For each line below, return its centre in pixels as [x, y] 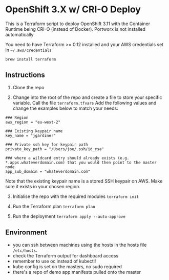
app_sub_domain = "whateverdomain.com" [48, 171]
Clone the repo [28, 87]
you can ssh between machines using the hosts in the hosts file [80, 245]
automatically [19, 34]
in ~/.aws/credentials [29, 50]
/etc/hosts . [25, 250]
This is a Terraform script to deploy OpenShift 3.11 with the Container [78, 24]
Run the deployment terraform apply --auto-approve [69, 216]
